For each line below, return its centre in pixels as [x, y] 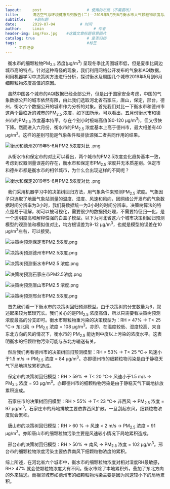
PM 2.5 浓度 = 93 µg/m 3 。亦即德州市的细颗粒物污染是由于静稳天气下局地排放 [84, 383]
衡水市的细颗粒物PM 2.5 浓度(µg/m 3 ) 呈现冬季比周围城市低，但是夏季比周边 [85, 63]
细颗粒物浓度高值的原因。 [32, 83]
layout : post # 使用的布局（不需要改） [69, 10]
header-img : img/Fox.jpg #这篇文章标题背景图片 [56, 34]
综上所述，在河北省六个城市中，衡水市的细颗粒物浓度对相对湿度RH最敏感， [84, 462]
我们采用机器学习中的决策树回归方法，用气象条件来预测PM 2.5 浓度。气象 [83, 192]
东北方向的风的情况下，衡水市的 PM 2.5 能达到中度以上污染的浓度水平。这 [81, 334]
